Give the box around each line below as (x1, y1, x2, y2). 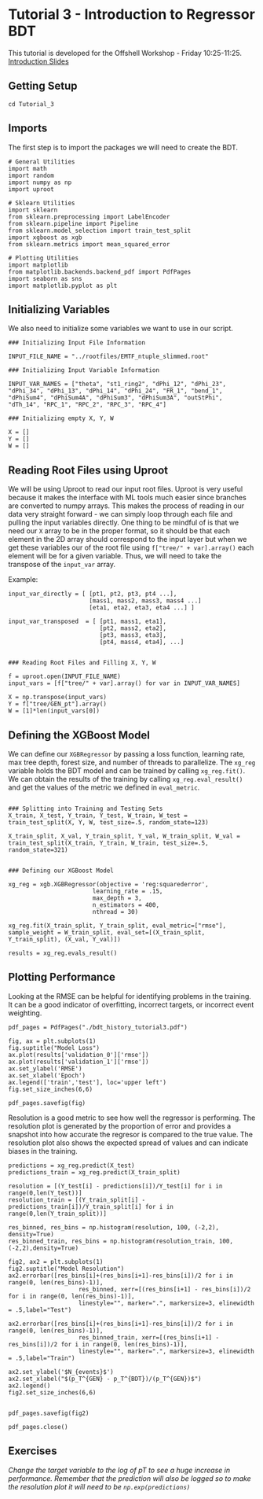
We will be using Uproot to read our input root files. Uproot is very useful (8, 484, 243, 494)
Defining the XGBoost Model (8, 728, 151, 742)
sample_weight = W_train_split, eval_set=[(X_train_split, (8, 929, 206, 937)
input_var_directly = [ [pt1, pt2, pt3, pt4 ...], (8, 590, 177, 598)
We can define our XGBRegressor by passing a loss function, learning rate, (8, 749, 246, 758)
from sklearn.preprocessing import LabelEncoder (8, 212, 170, 221)
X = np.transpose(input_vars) (8, 694, 108, 702)
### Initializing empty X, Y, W (8, 414, 114, 422)
